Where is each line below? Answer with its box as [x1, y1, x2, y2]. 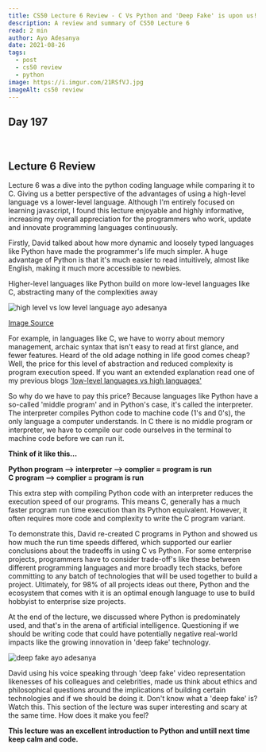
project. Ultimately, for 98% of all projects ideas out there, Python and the [8, 580, 250, 589]
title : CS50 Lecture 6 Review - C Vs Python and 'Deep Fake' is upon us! [8, 11, 258, 20]
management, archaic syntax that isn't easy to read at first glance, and [8, 342, 240, 351]
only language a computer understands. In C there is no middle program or [8, 417, 253, 426]
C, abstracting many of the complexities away [8, 287, 158, 297]
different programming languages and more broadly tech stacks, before [8, 563, 243, 572]
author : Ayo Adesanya [8, 33, 80, 42]
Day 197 [8, 115, 48, 128]
